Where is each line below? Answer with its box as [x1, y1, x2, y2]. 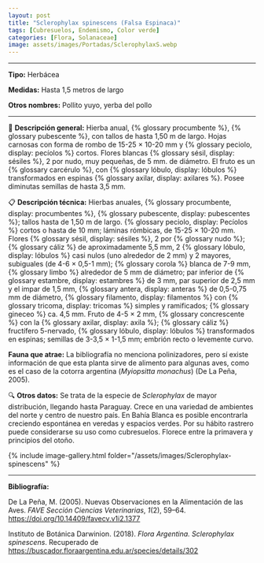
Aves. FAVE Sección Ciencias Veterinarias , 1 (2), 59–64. [8, 505, 186, 515]
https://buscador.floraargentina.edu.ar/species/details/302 [8, 546, 199, 556]
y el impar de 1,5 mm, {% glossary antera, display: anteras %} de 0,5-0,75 [8, 285, 247, 294]
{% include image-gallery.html [8, 451, 107, 460]
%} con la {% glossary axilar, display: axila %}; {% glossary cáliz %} [8, 318, 229, 327]
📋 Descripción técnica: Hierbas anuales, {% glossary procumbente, [8, 198, 232, 207]
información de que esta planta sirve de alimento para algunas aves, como [8, 358, 250, 367]
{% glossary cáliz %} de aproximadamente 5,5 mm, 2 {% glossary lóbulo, [8, 242, 246, 252]
